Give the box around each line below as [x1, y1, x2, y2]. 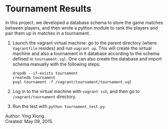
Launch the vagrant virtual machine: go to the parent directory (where [12, 39, 157, 45]
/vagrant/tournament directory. [12, 93, 77, 99]
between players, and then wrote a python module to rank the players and [5, 24, 158, 30]
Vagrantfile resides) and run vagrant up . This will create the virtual [12, 45, 152, 51]
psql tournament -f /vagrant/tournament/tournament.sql [12, 79, 132, 84]
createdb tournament [12, 75, 56, 80]
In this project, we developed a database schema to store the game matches [5, 19, 163, 25]
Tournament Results [5, 3, 92, 14]
